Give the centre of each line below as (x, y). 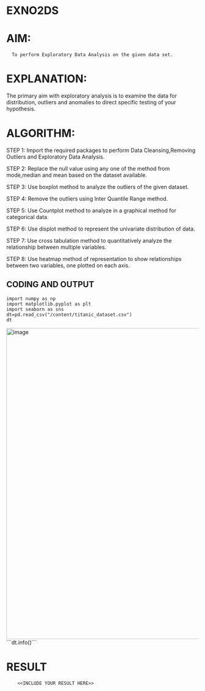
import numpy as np (31, 299)
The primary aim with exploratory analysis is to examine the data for (92, 96)
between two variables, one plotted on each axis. (68, 265)
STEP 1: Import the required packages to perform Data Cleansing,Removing (101, 150)
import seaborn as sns (35, 309)
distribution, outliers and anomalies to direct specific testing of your (91, 102)
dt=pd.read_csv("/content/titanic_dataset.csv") (69, 315)
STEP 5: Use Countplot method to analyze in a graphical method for (92, 210)
